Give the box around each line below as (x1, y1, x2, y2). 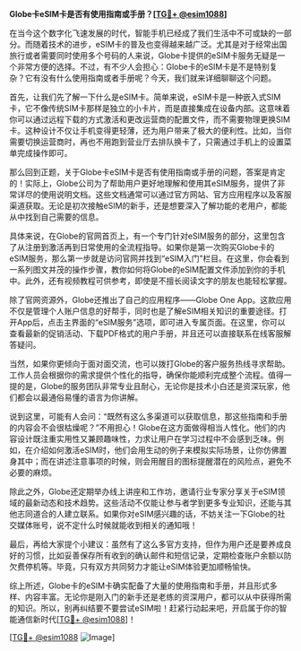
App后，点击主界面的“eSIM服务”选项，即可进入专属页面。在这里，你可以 (16, 317, 286, 327)
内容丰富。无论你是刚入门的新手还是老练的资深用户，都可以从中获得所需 (24, 592, 292, 602)
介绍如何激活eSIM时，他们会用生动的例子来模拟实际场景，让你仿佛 (32, 445, 279, 456)
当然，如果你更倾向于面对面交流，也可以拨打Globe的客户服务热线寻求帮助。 (9, 359, 290, 369)
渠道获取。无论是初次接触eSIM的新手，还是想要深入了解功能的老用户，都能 (9, 201, 288, 211)
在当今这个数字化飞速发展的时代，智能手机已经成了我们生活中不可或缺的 (9, 28, 276, 39)
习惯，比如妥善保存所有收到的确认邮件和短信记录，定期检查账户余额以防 (24, 551, 292, 560)
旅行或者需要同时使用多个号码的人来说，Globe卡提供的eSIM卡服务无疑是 (9, 50, 278, 61)
